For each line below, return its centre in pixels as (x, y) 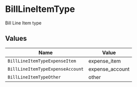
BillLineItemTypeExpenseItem (42, 61)
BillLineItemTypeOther (34, 77)
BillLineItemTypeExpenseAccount (46, 69)
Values (16, 39)
